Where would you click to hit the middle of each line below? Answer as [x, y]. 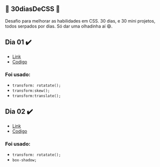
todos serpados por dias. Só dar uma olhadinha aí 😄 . [59, 26]
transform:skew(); [31, 91]
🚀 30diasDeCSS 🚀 [33, 9]
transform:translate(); [37, 96]
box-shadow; [24, 160]
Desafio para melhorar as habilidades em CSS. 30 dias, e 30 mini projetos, [80, 21]
